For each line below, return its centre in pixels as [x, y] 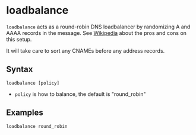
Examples [25, 113]
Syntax [20, 70]
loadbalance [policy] [33, 83]
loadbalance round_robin [37, 126]
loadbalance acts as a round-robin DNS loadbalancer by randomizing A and [98, 27]
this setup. [19, 39]
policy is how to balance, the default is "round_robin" [80, 94]
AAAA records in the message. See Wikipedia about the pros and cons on [97, 33]
